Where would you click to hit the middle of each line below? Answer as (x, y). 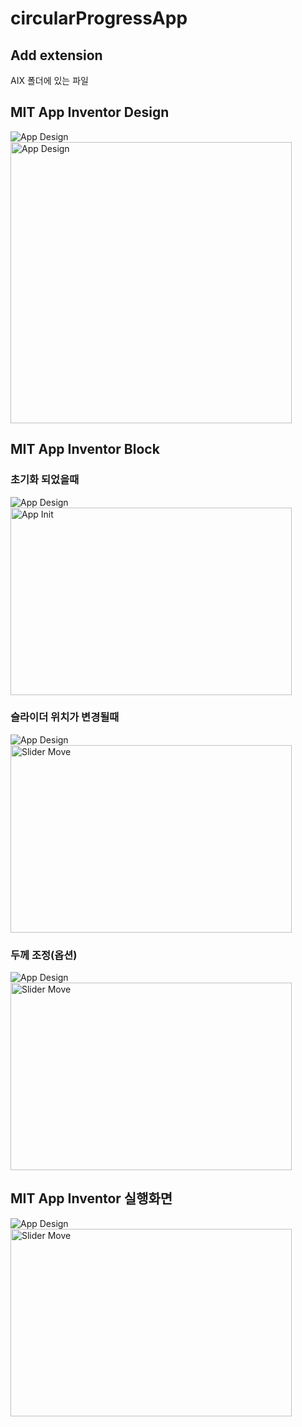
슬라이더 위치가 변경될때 (65, 717)
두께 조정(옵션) (44, 955)
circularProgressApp (99, 18)
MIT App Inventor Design (90, 112)
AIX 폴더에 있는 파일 (49, 80)
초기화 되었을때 (45, 480)
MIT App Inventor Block (85, 449)
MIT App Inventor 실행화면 (91, 1198)
